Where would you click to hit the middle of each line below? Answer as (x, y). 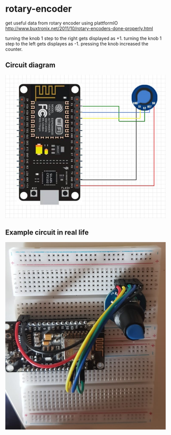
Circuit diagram (31, 65)
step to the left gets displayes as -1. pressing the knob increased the (77, 43)
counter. (14, 49)
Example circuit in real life (47, 233)
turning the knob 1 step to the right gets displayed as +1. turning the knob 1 (83, 38)
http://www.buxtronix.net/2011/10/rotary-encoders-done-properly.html (79, 28)
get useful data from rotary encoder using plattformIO (62, 23)
